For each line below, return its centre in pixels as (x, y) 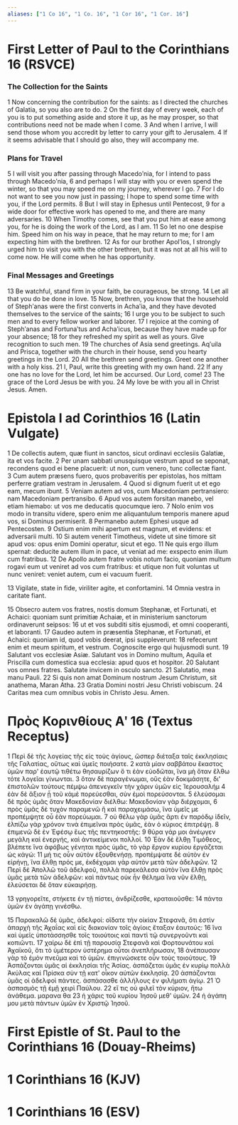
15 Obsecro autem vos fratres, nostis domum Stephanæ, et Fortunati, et (112, 609)
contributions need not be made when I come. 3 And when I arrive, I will (113, 125)
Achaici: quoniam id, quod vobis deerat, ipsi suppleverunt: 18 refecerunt (113, 639)
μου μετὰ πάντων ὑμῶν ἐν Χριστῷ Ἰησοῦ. (69, 1003)
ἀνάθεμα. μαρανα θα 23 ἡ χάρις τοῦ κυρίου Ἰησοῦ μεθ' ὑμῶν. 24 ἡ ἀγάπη (117, 995)
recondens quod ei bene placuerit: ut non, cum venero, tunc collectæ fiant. (117, 468)
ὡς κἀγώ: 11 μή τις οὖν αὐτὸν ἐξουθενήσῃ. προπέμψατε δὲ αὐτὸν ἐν (108, 854)
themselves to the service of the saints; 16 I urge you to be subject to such (116, 313)
